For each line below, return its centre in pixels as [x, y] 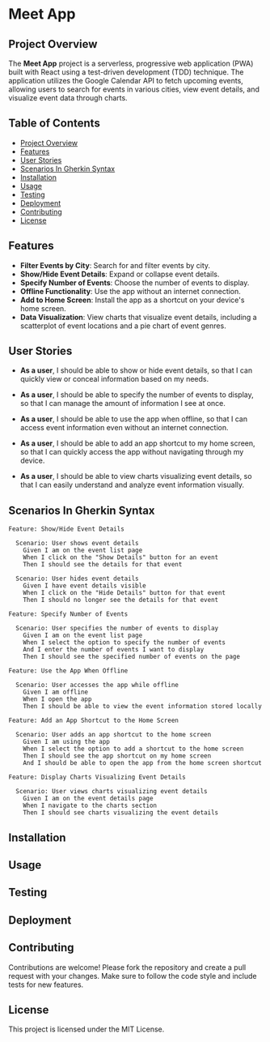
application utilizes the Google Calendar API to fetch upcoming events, [126, 81]
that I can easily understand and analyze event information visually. [132, 485]
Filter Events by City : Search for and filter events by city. [115, 265]
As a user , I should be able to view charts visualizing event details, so [136, 476]
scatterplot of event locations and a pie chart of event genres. [123, 326]
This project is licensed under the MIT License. [86, 1029]
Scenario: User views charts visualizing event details [112, 792]
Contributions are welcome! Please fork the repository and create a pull [127, 967]
